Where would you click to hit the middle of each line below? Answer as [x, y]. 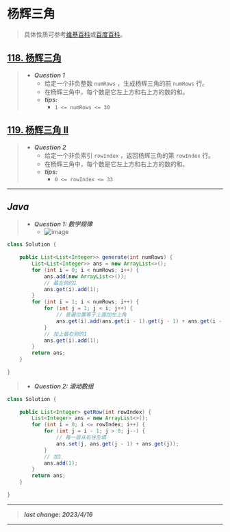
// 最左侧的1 [60, 283]
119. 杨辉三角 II [38, 130]
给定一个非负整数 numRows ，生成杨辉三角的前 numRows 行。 [126, 83]
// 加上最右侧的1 [65, 334]
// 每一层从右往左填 [81, 437]
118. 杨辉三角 [34, 58]
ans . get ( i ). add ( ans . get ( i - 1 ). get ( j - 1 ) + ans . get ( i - [139, 321]
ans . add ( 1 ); [61, 463]
